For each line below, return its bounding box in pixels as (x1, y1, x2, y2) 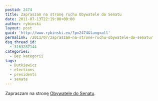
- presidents (9, 72, 37, 77)
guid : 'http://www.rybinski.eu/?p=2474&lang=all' (5, 30, 111, 35)
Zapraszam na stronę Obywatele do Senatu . (5, 90, 96, 96)
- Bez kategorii (9, 53, 43, 59)
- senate (9, 77, 28, 82)
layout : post (5, 26, 32, 31)
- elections (9, 68, 35, 73)
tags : (5, 58, 16, 63)
